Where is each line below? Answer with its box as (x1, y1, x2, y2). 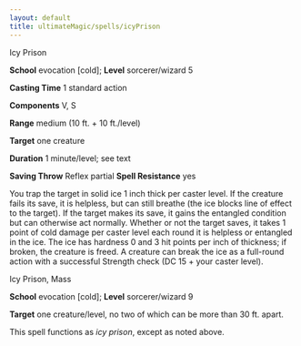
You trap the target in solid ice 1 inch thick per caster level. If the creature (9, 188, 284, 198)
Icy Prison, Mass (9, 273, 72, 284)
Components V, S (9, 99, 76, 110)
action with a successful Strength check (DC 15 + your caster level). (9, 256, 264, 267)
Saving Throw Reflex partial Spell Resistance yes (9, 170, 196, 181)
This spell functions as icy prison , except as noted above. (9, 326, 225, 337)
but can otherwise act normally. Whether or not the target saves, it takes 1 (9, 217, 286, 228)
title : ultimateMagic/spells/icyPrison (9, 22, 161, 31)
